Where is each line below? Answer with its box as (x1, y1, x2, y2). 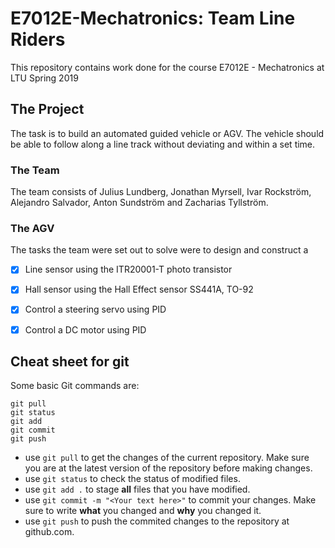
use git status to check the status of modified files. (24, 473, 241, 485)
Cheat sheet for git (10, 353, 130, 370)
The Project (10, 101, 85, 118)
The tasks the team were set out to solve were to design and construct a (10, 244, 309, 256)
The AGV (10, 221, 55, 235)
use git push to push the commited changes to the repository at (24, 515, 290, 527)
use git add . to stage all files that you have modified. (24, 483, 251, 496)
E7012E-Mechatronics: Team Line (10, 7, 296, 30)
